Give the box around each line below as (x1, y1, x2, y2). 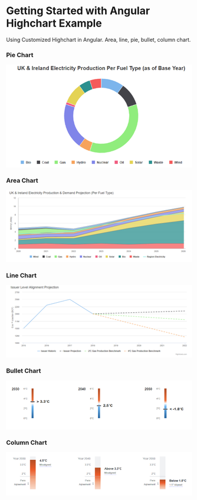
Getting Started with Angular (6, 4, 150, 18)
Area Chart (6, 177, 38, 185)
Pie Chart (6, 51, 34, 59)
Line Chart (6, 271, 37, 279)
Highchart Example (6, 16, 102, 30)
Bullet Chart (6, 367, 41, 375)
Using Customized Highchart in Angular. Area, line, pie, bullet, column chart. (6, 36, 191, 43)
